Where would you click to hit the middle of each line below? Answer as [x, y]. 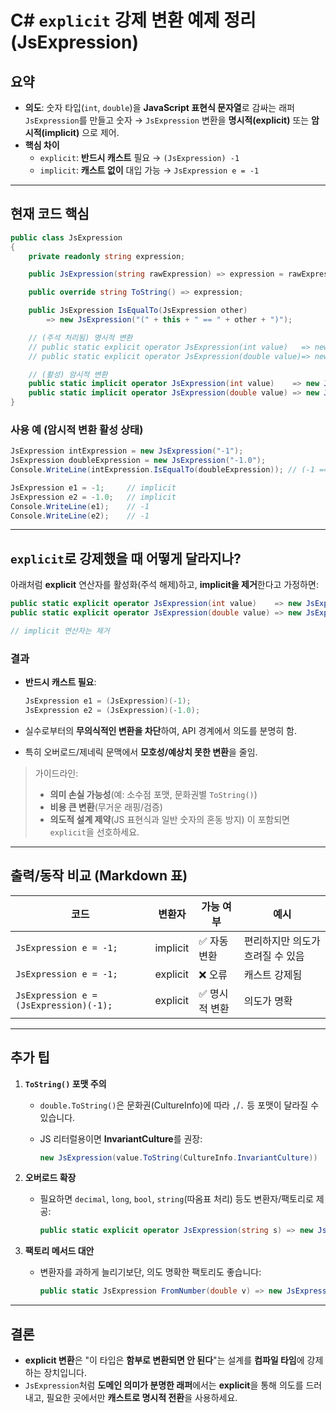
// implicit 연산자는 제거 [60, 631]
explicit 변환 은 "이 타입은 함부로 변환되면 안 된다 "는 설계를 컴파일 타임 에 [164, 1360]
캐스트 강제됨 [273, 974]
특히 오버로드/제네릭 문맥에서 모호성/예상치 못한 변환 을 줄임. [141, 752]
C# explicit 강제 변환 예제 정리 [133, 20]
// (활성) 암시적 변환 [68, 374]
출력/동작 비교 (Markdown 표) [99, 876]
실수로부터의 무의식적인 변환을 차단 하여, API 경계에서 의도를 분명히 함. [161, 730]
